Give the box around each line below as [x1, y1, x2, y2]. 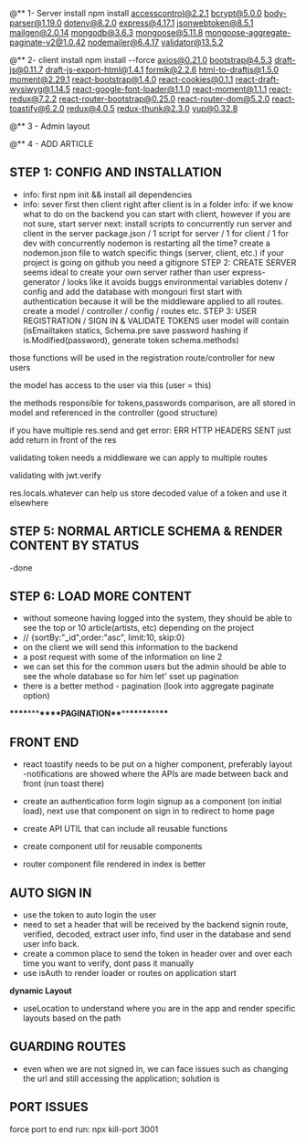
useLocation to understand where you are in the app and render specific [22, 1003, 296, 1014]
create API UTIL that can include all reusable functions [22, 824, 228, 834]
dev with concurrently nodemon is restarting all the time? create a [22, 237, 271, 248]
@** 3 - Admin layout [9, 121, 90, 131]
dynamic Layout [9, 985, 72, 996]
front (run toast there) [22, 778, 105, 789]
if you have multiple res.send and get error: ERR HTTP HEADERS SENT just [9, 425, 291, 436]
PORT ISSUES [9, 1099, 89, 1115]
